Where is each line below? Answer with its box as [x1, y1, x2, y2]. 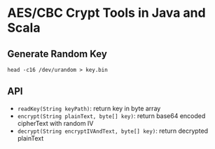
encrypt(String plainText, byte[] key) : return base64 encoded [17, 111, 206, 120]
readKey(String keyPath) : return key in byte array [17, 104, 161, 112]
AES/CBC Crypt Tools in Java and [7, 5, 206, 21]
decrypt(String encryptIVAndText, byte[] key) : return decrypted [17, 127, 209, 135]
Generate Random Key [7, 48, 107, 60]
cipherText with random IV [17, 119, 94, 127]
